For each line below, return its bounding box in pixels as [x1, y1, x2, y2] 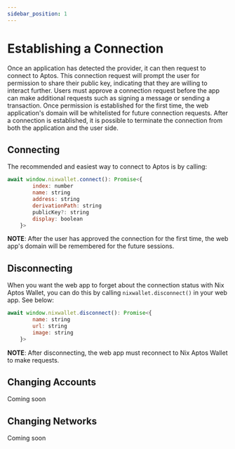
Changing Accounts [7, 376, 97, 388]
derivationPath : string [32, 202, 102, 209]
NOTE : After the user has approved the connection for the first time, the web [7, 235, 229, 243]
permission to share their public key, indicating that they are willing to [7, 79, 208, 87]
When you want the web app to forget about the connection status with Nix [7, 281, 224, 289]
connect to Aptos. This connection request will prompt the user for [7, 71, 200, 79]
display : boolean [32, 215, 83, 222]
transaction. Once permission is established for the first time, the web [7, 101, 209, 110]
